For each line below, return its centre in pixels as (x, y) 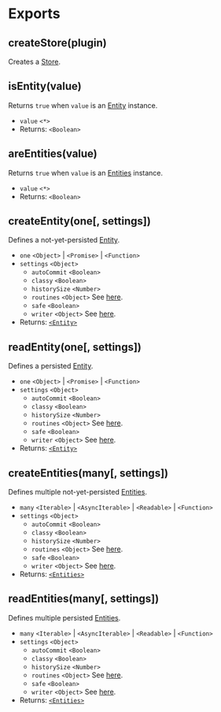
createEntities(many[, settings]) (88, 473)
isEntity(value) (45, 86)
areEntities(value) (53, 154)
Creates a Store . (35, 61)
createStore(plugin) (58, 43)
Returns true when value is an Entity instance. (83, 105)
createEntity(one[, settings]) (79, 221)
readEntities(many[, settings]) (84, 599)
